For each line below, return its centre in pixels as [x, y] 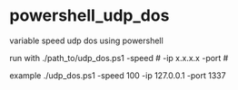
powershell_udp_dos [89, 16]
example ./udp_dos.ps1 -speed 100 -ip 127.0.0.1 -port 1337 [118, 75]
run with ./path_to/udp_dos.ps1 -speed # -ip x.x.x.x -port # [119, 58]
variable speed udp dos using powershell [86, 40]
